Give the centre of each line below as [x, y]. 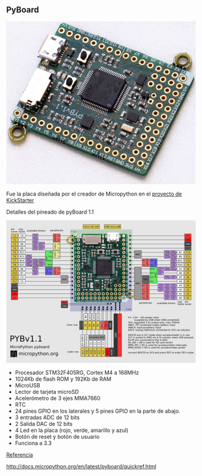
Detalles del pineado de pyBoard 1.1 [50, 212]
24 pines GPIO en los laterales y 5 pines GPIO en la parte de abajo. [97, 411]
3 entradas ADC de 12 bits [47, 417]
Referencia [20, 455]
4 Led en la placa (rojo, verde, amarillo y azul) [72, 430]
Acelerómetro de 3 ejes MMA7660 [58, 398]
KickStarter [20, 200]
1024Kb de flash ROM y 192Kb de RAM [63, 379]
